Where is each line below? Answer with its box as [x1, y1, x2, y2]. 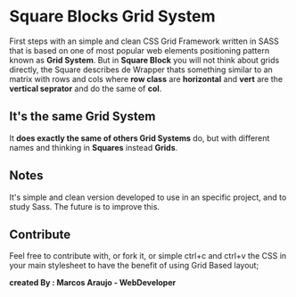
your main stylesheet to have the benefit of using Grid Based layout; [9, 260, 259, 271]
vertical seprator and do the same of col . [9, 83, 162, 94]
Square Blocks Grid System [9, 6, 216, 27]
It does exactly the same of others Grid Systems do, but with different [9, 132, 270, 144]
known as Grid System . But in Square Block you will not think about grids [9, 54, 280, 65]
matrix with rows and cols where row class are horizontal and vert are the [9, 73, 284, 84]
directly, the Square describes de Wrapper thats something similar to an [9, 64, 274, 75]
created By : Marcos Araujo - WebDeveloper [9, 277, 177, 288]
